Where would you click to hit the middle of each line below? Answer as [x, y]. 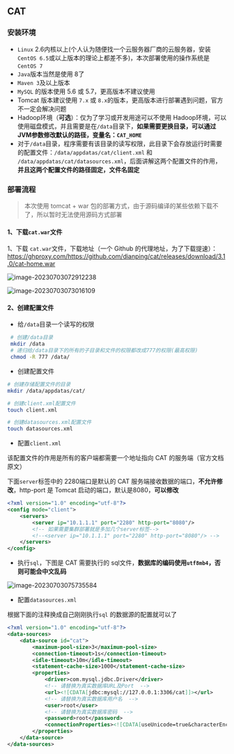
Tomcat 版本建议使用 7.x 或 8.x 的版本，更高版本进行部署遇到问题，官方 [120, 100]
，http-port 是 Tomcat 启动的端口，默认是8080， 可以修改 [96, 490]
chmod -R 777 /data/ [40, 357]
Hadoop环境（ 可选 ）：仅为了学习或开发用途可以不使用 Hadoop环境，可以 [122, 117]
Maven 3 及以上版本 [44, 82]
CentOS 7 [30, 66]
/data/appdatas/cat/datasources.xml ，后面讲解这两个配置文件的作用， [119, 161]
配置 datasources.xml [47, 600]
